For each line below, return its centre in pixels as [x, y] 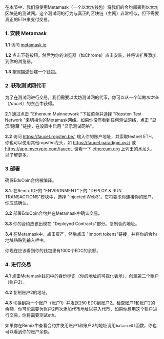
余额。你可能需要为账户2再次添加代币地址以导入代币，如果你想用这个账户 [79, 309]
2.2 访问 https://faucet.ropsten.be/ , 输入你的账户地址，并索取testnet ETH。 [81, 136]
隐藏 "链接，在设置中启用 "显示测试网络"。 [54, 126]
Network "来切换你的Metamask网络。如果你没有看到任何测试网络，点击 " [79, 120]
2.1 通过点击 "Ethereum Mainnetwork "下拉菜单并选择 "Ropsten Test [73, 113]
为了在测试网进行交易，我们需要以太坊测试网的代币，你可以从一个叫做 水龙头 [82, 97]
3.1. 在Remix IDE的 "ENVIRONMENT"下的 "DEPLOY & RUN [63, 190]
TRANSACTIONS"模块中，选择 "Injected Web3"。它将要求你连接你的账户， [81, 197]
